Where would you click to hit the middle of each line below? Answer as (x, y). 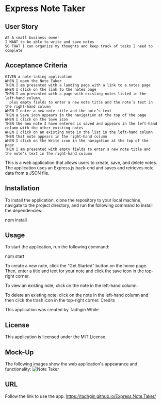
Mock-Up (19, 352)
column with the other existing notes (44, 128)
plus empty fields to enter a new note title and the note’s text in (81, 102)
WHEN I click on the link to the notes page (51, 89)
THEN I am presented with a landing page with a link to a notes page (78, 85)
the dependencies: (24, 210)
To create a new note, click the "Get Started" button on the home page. (76, 266)
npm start (15, 256)
